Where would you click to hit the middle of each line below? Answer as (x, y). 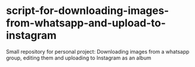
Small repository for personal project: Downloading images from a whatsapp (98, 51)
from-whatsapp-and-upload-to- (86, 23)
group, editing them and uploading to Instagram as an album (79, 58)
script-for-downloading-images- (88, 11)
